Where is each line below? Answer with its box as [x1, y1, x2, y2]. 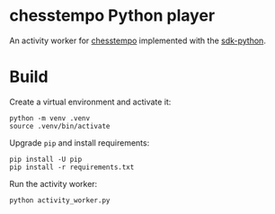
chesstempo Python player [9, 5, 216, 26]
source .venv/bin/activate [9, 121, 111, 130]
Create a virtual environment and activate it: [9, 96, 172, 107]
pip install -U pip [9, 155, 83, 164]
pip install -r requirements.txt [9, 163, 135, 172]
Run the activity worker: [9, 178, 98, 189]
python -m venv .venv [9, 113, 91, 122]
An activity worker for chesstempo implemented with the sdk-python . [9, 35, 267, 46]
